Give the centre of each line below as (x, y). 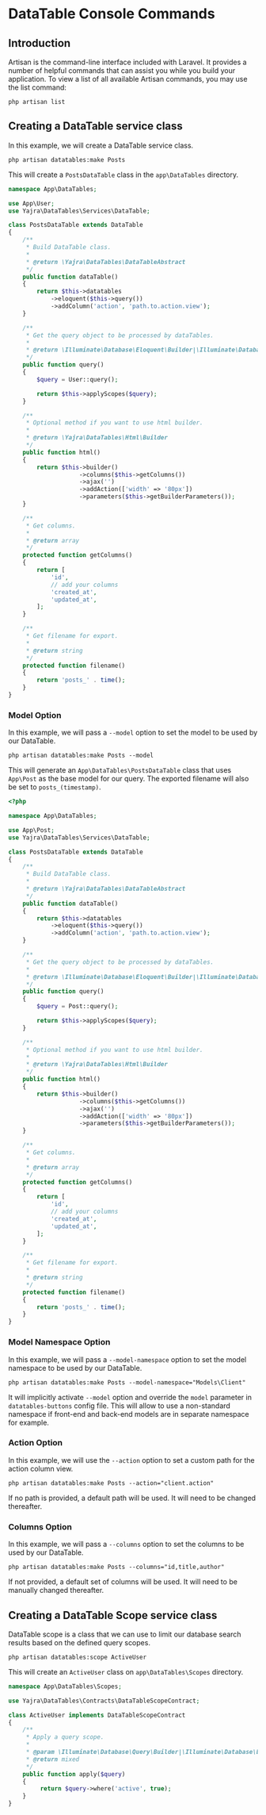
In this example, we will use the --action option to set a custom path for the (131, 1460)
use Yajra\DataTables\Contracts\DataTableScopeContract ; (104, 1701)
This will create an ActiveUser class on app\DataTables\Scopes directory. (126, 1671)
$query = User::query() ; (78, 379)
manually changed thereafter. (56, 1591)
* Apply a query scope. (65, 1737)
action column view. (41, 1468)
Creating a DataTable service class (96, 127)
